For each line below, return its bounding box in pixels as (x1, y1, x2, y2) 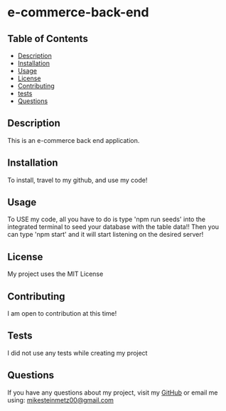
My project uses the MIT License (7, 269, 104, 278)
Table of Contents (7, 33, 89, 45)
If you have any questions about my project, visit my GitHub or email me (7, 388, 218, 397)
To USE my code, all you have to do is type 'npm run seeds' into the (7, 215, 206, 224)
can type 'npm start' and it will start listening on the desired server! (7, 230, 204, 239)
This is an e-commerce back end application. (7, 136, 140, 144)
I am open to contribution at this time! (7, 309, 117, 318)
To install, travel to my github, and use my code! (7, 176, 148, 184)
